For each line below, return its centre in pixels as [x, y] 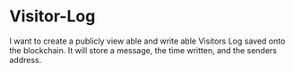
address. [26, 60]
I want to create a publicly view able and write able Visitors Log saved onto [147, 41]
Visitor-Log [52, 16]
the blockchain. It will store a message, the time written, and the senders [143, 50]
